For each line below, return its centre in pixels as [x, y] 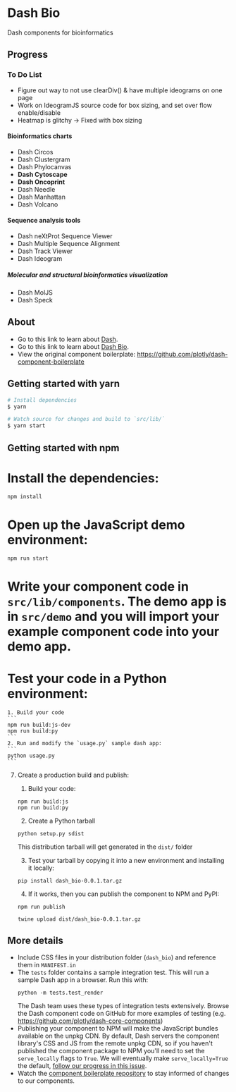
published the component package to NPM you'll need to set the [111, 1051]
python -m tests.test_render [60, 993]
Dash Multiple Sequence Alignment [69, 244]
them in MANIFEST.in [46, 965]
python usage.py [31, 756]
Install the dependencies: [83, 478]
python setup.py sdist [51, 833]
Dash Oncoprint [41, 182]
